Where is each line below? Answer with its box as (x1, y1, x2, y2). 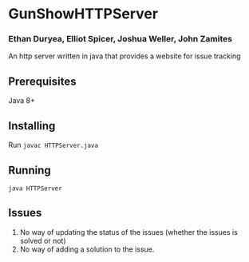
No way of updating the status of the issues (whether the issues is (19, 227, 238, 236)
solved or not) (19, 236, 66, 245)
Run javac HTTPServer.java (8, 141, 98, 150)
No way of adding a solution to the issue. (19, 244, 155, 254)
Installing (8, 119, 56, 133)
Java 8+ (8, 96, 36, 105)
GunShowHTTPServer (8, 5, 158, 23)
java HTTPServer (8, 185, 62, 193)
